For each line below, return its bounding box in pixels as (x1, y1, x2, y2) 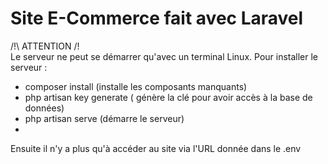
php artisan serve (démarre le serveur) (24, 112, 185, 124)
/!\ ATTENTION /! (10, 40, 80, 52)
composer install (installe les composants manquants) (24, 80, 248, 92)
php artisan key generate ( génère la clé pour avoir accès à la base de (24, 91, 313, 103)
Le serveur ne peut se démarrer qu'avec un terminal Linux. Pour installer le (10, 50, 319, 62)
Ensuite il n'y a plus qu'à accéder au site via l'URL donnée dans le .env (10, 142, 302, 154)
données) (24, 102, 65, 114)
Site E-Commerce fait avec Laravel (10, 7, 304, 30)
